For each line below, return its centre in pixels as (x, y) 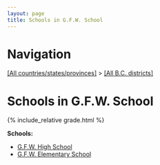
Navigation (39, 54)
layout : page (26, 13)
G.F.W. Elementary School (54, 154)
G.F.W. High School (44, 147)
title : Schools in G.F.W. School (55, 20)
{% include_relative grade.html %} (56, 120)
